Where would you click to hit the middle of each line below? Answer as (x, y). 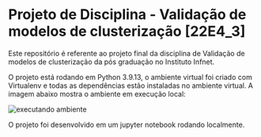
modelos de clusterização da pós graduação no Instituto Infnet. (112, 62)
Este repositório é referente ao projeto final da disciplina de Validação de (127, 53)
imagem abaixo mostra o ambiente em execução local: (97, 93)
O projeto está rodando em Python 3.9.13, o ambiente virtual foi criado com (130, 77)
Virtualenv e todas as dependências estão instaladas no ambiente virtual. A (131, 86)
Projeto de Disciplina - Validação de (127, 15)
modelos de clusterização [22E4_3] (127, 31)
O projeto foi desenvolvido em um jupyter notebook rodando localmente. (127, 124)
